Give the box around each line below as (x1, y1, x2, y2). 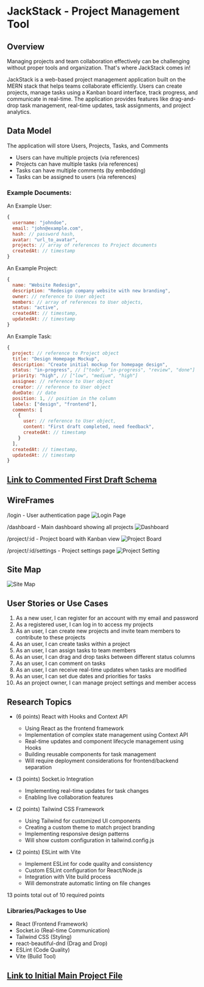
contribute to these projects (15, 634, 86, 641)
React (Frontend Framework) (15, 921, 88, 928)
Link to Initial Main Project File (7, 970, 123, 981)
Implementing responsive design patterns (24, 830, 130, 837)
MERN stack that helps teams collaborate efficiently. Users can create (7, 82, 182, 90)
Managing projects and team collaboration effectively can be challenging (7, 58, 190, 65)
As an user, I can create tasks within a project (15, 641, 130, 648)
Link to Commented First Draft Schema (7, 474, 157, 485)
